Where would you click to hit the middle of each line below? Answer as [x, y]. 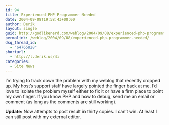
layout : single [21, 29]
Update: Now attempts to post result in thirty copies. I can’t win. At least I [81, 112]
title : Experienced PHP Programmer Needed [50, 15]
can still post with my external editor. [43, 117]
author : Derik [20, 24]
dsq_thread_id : [21, 43]
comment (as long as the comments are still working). [61, 102]
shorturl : [16, 52]
